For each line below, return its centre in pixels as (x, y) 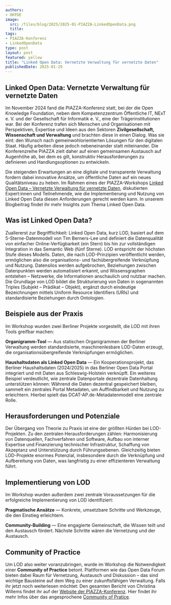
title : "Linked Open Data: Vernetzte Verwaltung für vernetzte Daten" (82, 62)
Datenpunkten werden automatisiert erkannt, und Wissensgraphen (75, 270)
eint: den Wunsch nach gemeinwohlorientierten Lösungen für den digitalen (84, 140)
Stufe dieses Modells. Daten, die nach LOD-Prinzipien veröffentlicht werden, (86, 254)
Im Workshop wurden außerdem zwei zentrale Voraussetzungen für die (80, 495)
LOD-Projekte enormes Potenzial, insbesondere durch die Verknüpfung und (85, 456)
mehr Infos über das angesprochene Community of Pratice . (68, 597)
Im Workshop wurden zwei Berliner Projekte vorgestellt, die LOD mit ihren (82, 326)
